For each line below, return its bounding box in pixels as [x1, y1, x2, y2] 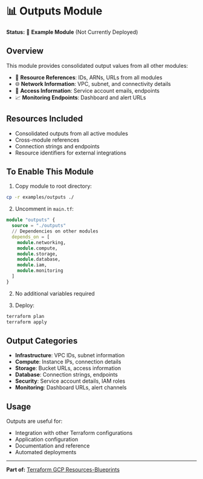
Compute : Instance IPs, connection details [14, 358, 121, 366]
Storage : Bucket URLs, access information [14, 365, 121, 372]
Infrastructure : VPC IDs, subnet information [14, 352, 125, 359]
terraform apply [6, 319, 47, 325]
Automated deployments [14, 449, 77, 456]
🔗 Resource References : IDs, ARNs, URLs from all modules [14, 73, 163, 81]
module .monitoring [17, 268, 63, 274]
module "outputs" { [6, 217, 56, 223]
